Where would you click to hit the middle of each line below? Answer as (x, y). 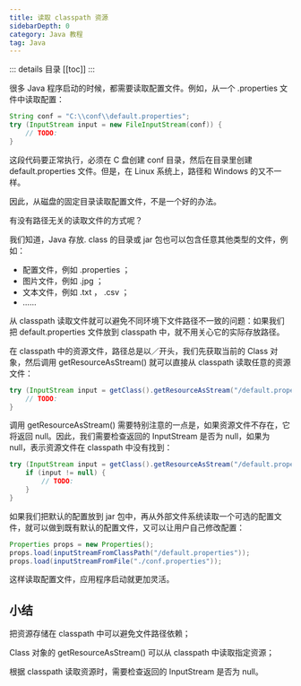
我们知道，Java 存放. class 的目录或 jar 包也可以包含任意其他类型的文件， (145, 239)
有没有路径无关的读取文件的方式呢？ (76, 220)
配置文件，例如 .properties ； (76, 269)
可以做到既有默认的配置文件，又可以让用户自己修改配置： (138, 527)
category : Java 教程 (46, 34)
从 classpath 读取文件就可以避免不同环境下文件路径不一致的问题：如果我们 (147, 320)
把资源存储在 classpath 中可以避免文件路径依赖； (100, 634)
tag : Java (28, 43)
